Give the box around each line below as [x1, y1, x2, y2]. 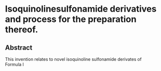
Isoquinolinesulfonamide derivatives [5, 3, 157, 15]
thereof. [5, 24, 38, 35]
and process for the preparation [5, 14, 137, 25]
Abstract [5, 43, 33, 52]
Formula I [5, 62, 24, 67]
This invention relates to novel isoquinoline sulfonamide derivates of [5, 56, 142, 62]
